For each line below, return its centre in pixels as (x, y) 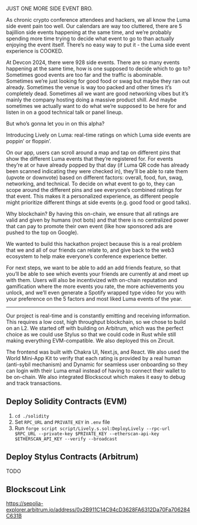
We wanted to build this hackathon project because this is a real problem (94, 244)
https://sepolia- (25, 503)
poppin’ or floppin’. (29, 141)
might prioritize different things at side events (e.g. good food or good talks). (98, 202)
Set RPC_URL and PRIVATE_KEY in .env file (62, 422)
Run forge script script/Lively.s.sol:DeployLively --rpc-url (92, 428)
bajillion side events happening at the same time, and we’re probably (89, 32)
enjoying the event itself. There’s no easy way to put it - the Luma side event (98, 45)
